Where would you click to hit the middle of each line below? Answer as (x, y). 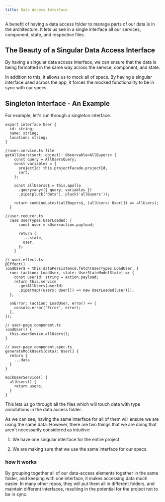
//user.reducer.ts (24, 216)
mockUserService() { (27, 378)
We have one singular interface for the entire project (66, 440)
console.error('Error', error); (47, 308)
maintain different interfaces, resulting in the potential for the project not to (82, 489)
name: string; (24, 133)
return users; (29, 386)
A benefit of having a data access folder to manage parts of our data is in (80, 24)
